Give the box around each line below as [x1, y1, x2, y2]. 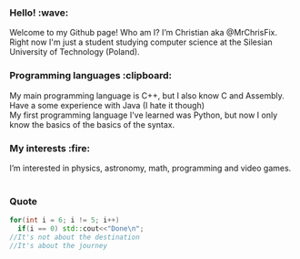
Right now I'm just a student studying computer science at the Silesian [9, 36, 273, 47]
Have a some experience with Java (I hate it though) [9, 99, 205, 110]
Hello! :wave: [9, 6, 69, 19]
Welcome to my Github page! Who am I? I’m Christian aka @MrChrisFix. [9, 27, 277, 38]
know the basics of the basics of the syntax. [9, 119, 175, 129]
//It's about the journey [9, 241, 107, 250]
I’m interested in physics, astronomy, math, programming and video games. [9, 162, 292, 173]
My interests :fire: [9, 141, 91, 154]
